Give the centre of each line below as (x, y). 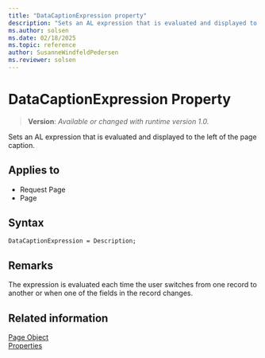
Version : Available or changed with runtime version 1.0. (118, 121)
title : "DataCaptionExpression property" (78, 16)
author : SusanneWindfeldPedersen (63, 53)
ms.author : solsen (38, 30)
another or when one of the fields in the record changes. (101, 293)
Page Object (29, 337)
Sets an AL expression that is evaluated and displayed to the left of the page (132, 137)
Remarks (31, 265)
